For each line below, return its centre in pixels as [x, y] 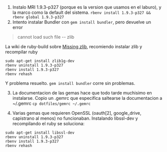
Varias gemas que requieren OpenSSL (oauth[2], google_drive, [77, 113]
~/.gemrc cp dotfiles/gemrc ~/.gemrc [51, 103]
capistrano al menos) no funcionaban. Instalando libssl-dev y [75, 118]
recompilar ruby [21, 52]
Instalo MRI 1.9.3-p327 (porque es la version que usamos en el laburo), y [87, 7]
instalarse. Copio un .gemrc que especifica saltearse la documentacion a [87, 98]
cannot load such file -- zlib [46, 37]
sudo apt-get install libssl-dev [40, 133]
